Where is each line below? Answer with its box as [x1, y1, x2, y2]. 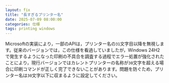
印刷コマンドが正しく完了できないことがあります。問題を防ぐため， [14, 66, 155, 72]
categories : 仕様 [5, 21, 40, 27]
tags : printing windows [5, 26, 55, 31]
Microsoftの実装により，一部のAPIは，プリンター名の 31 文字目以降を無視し [5, 41, 160, 47]
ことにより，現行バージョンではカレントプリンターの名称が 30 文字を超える [5, 60, 160, 66]
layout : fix [5, 7, 30, 13]
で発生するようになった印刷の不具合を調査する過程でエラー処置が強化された [5, 54, 164, 60]
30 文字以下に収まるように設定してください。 [27, 72, 120, 78]
